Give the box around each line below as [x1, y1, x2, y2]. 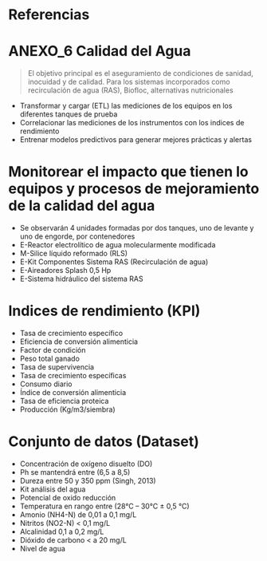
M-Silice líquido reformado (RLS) [19, 249, 128, 259]
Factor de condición [19, 346, 86, 354]
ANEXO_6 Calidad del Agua [8, 42, 191, 61]
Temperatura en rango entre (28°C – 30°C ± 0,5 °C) [19, 501, 190, 511]
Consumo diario [19, 379, 73, 389]
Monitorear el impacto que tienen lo [8, 163, 249, 181]
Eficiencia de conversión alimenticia [19, 337, 138, 346]
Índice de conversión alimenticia [19, 388, 126, 397]
